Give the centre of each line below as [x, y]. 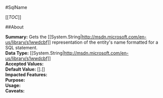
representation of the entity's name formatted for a [105, 42]
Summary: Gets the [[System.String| [44, 37]
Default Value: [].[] [25, 69]
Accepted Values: [25, 64]
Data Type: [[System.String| [35, 53]
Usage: [13, 85]
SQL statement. [22, 47]
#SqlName [16, 7]
